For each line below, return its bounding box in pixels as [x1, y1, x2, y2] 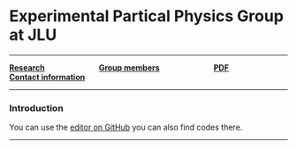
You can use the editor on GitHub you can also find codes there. [9, 122, 243, 133]
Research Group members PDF [9, 62, 230, 72]
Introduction [9, 101, 64, 114]
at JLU [9, 25, 57, 45]
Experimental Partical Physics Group [9, 6, 285, 26]
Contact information [9, 71, 86, 82]
